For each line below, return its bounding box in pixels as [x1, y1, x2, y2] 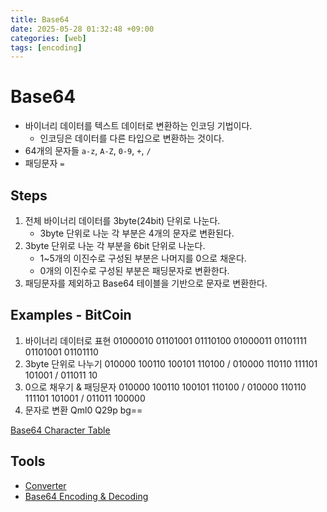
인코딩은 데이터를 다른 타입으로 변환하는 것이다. [39, 132, 225, 145]
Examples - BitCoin [10, 307, 132, 324]
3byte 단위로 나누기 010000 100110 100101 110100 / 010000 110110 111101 [24, 357, 318, 370]
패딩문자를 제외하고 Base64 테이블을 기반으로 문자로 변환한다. [24, 277, 268, 289]
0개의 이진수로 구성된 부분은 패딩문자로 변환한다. [39, 265, 230, 276]
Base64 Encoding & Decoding [24, 490, 149, 502]
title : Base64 [10, 14, 70, 25]
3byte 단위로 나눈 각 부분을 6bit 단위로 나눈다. [24, 240, 206, 251]
